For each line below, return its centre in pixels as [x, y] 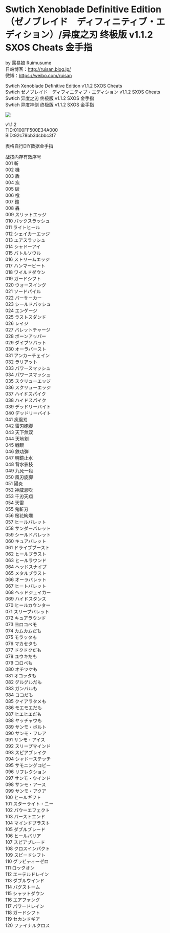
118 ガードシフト [23, 913]
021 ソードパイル [23, 291]
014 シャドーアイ [23, 246]
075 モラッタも [21, 637]
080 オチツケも [22, 669]
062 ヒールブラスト [26, 554]
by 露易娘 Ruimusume [28, 63]
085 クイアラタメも [26, 701]
